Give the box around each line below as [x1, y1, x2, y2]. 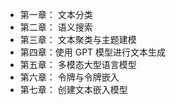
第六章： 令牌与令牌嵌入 [19, 71, 120, 83]
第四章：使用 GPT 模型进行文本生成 [19, 46, 167, 58]
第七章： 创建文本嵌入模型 [19, 84, 128, 95]
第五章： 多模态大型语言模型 [19, 59, 137, 70]
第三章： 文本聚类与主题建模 [19, 34, 137, 45]
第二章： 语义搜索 [19, 21, 93, 33]
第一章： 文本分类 [19, 9, 93, 20]
